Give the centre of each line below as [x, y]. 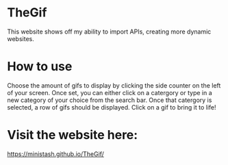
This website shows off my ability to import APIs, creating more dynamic [109, 31]
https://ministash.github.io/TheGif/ [56, 154]
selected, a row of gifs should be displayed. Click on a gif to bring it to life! [112, 107]
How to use [40, 67]
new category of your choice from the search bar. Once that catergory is [110, 100]
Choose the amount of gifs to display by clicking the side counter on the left [114, 85]
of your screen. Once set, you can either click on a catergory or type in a [110, 92]
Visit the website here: [73, 135]
